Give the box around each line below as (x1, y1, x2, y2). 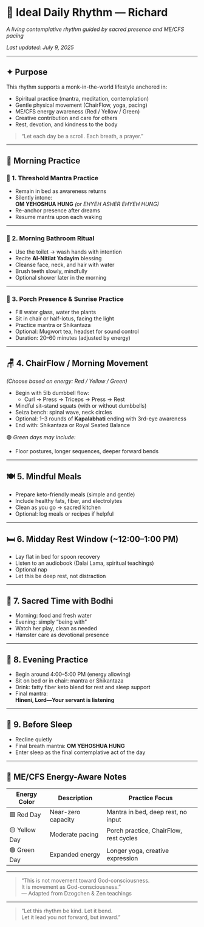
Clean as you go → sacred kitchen (15, 504, 101, 511)
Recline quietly (15, 735, 53, 743)
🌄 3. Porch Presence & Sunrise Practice (6, 294, 124, 303)
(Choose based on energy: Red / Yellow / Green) (6, 377, 127, 385)
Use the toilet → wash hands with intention (15, 248, 123, 255)
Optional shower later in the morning (15, 274, 107, 281)
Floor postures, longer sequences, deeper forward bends (15, 447, 159, 454)
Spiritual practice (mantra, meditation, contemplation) (15, 95, 149, 102)
